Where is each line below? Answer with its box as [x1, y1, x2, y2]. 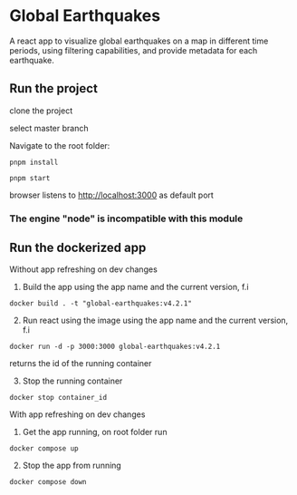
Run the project [9, 81, 98, 96]
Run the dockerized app [9, 240, 147, 256]
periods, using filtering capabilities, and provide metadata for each [9, 44, 258, 55]
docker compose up [9, 444, 79, 453]
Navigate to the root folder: [9, 140, 110, 150]
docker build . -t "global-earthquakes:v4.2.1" [9, 299, 193, 308]
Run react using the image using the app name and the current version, [22, 315, 289, 326]
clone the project [9, 105, 73, 116]
